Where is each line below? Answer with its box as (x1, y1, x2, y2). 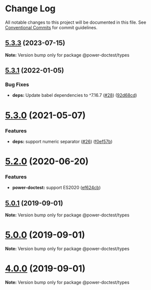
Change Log (5, 3, 56, 14)
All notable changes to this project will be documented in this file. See (5, 19, 147, 25)
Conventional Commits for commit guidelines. (5, 24, 97, 30)
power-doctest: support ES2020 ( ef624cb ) (12, 185, 101, 191)
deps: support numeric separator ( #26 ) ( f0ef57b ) (12, 138, 113, 144)
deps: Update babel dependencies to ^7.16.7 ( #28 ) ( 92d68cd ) (12, 92, 137, 98)
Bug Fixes (5, 81, 30, 88)
